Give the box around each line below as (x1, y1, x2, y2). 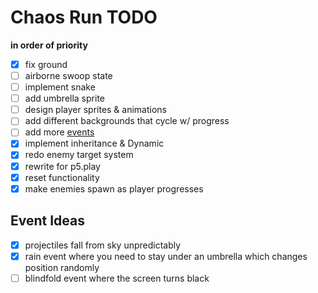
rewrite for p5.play (24, 160, 101, 172)
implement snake (24, 81, 96, 93)
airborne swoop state (24, 70, 113, 81)
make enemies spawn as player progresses (24, 182, 204, 195)
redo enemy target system (24, 149, 134, 161)
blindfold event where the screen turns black (24, 272, 210, 284)
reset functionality (24, 171, 100, 183)
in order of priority (10, 39, 88, 51)
